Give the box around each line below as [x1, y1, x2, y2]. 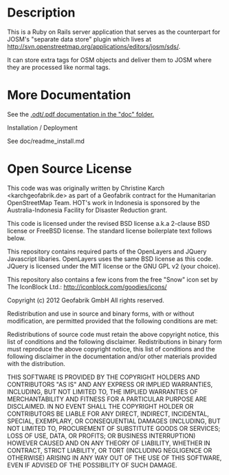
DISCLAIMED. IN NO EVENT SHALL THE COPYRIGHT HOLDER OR [7, 402, 194, 410]
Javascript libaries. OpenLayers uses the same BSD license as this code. [7, 254, 213, 263]
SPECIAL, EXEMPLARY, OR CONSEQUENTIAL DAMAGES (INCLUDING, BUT [7, 416, 221, 425]
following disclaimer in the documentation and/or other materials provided [7, 352, 217, 360]
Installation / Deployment [7, 123, 78, 132]
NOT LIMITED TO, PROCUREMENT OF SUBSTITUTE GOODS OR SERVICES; [7, 424, 221, 432]
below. [7, 233, 26, 242]
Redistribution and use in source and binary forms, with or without [7, 309, 195, 318]
